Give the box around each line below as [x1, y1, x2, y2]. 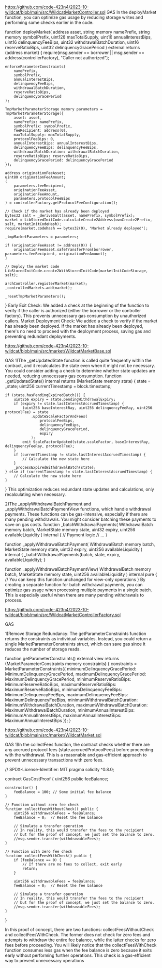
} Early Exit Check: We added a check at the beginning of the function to [5, 302, 149, 308]
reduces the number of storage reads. [5, 646, 81, 652]
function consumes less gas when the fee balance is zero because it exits [5, 948, 152, 953]
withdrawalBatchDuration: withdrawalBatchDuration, [14, 149, 120, 154]
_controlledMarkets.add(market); [5, 285, 73, 290]
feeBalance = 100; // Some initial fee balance [14, 790, 111, 794]
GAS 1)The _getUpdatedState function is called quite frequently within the [5, 357, 152, 363]
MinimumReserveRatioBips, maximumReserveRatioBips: [5, 682, 117, 687]
